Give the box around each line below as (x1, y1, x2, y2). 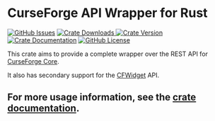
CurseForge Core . (7, 57, 60, 65)
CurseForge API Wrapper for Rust (7, 5, 208, 21)
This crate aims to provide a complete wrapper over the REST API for (7, 50, 209, 58)
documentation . (7, 103, 80, 115)
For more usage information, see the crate (7, 91, 197, 103)
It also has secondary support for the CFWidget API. (7, 71, 160, 79)
